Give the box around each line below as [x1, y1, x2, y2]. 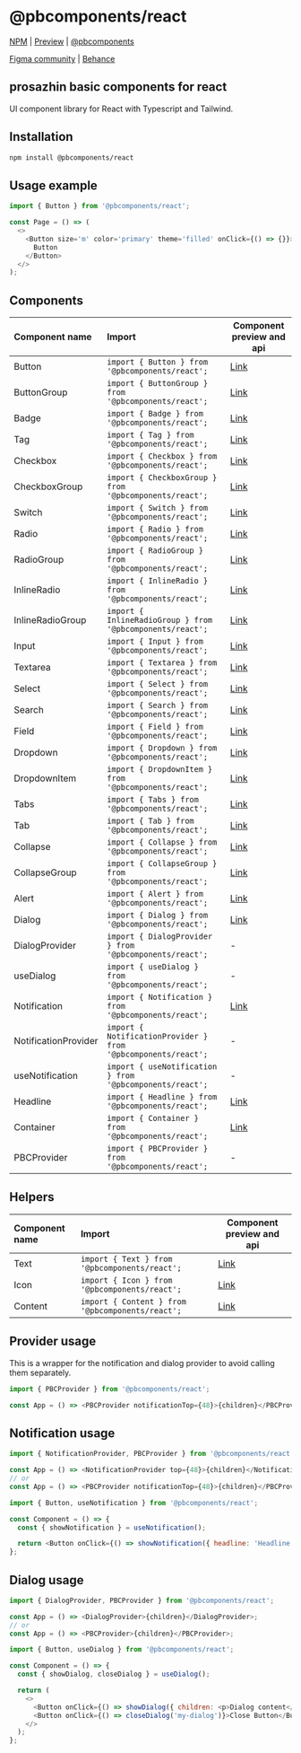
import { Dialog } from [107, 910, 209, 921]
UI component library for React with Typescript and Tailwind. [9, 103, 234, 114]
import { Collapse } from [107, 837, 218, 847]
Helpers [9, 1189, 55, 1205]
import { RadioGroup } [107, 546, 204, 556]
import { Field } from [107, 722, 204, 732]
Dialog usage [9, 1573, 84, 1588]
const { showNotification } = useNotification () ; [17, 1523, 206, 1532]
